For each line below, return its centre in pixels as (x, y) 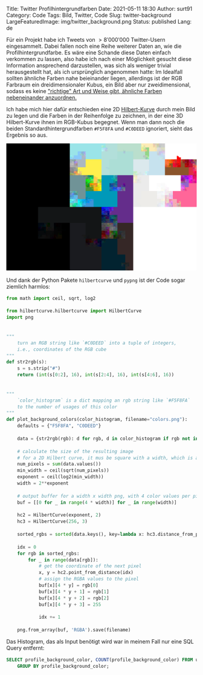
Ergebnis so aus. (27, 135)
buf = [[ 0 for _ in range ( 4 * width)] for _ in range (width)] (97, 502)
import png (20, 318)
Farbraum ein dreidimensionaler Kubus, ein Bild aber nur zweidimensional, (99, 85)
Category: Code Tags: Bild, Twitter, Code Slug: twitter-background (89, 15)
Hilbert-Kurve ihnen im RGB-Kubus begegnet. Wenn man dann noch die (95, 122)
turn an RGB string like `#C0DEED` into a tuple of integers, (97, 343)
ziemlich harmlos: (28, 286)
